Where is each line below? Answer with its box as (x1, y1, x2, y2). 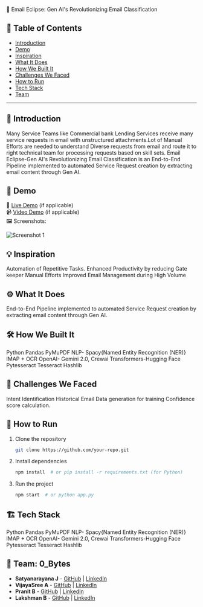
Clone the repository (14, 435, 66, 442)
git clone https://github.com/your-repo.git (14, 447, 129, 453)
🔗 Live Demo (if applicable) (6, 202, 74, 209)
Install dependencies (14, 458, 68, 465)
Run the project (14, 480, 54, 487)
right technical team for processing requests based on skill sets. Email (6, 149, 181, 156)
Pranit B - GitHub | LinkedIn (14, 588, 84, 595)
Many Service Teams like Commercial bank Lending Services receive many (6, 130, 193, 137)
